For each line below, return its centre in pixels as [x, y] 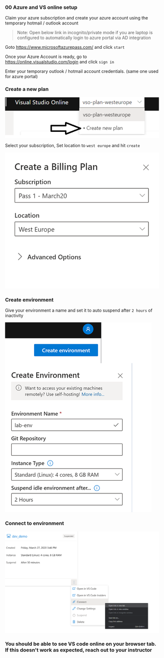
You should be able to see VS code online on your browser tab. [81, 644]
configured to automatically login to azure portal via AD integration [84, 38]
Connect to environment [35, 523]
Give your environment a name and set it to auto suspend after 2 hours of [79, 310]
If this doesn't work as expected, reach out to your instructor [79, 650]
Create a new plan [27, 89]
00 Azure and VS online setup [41, 7]
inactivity [14, 316]
